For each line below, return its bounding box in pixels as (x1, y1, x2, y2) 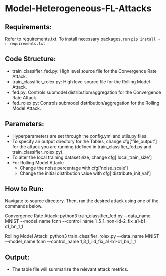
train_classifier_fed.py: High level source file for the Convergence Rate (12, 68, 157, 74)
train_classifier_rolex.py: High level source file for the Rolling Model (12, 78, 150, 85)
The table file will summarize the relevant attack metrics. (12, 266, 128, 272)
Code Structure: (5, 55, 56, 63)
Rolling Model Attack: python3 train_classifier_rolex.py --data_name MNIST (5, 233, 159, 239)
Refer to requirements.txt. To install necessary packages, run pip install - (5, 36, 161, 42)
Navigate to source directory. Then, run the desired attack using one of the (5, 198, 159, 204)
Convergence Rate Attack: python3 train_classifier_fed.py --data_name (5, 213, 151, 219)
